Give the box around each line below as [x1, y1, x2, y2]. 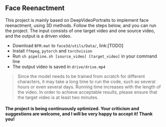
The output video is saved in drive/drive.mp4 [12, 63, 106, 69]
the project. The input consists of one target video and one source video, [5, 27, 156, 34]
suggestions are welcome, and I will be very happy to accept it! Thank [5, 111, 153, 117]
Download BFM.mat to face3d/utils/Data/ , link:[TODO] [12, 42, 124, 49]
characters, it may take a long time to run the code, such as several [17, 78, 156, 84]
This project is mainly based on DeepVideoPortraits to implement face [5, 17, 149, 23]
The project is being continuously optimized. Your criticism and [5, 106, 140, 112]
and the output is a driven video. [5, 33, 72, 39]
